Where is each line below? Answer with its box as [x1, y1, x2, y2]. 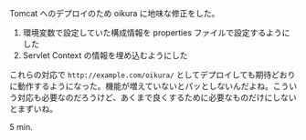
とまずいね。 [9, 104, 58, 114]
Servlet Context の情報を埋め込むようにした [22, 50, 189, 61]
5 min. [9, 122, 34, 132]
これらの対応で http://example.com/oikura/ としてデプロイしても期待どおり [9, 69, 296, 80]
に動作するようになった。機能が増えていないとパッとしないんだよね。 [9, 81, 274, 91]
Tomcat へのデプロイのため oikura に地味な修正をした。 [9, 8, 220, 18]
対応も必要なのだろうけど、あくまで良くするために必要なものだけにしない [16, 92, 297, 103]
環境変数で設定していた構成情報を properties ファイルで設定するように [22, 27, 290, 38]
